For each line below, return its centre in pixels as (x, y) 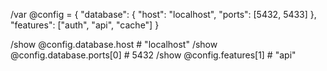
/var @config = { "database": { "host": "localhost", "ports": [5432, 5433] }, (163, 14)
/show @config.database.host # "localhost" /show (114, 44)
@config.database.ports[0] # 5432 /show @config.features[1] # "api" (153, 55)
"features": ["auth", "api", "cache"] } (85, 25)
